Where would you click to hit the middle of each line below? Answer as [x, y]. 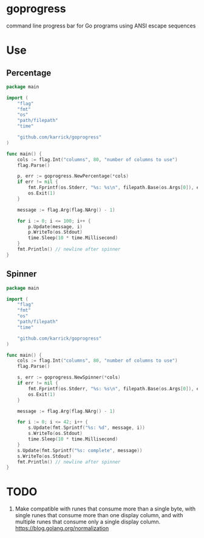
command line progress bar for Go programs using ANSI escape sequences [101, 26]
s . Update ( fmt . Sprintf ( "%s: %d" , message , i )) [87, 428]
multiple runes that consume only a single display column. [88, 522]
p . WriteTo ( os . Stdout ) [56, 232]
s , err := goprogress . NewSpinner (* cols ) [69, 378]
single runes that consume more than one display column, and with [99, 515]
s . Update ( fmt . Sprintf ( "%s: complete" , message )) [80, 450]
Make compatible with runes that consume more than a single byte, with [105, 509]
